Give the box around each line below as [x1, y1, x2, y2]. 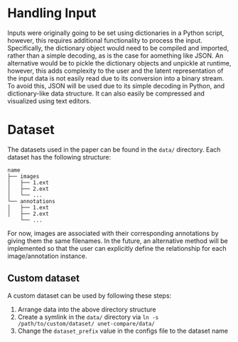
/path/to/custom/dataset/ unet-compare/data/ [17, 320, 155, 327]
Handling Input [7, 5, 97, 21]
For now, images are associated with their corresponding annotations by [7, 229, 219, 237]
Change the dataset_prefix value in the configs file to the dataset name [17, 326, 229, 335]
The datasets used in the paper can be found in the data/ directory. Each [7, 145, 221, 154]
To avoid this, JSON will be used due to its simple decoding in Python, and [7, 81, 225, 90]
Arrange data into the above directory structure [17, 305, 156, 313]
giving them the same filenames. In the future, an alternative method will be [7, 237, 229, 245]
